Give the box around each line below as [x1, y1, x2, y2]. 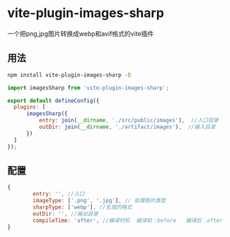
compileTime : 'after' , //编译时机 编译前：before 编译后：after [33, 216, 223, 224]
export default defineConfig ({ [7, 97, 100, 104]
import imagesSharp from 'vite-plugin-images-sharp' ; [7, 84, 170, 92]
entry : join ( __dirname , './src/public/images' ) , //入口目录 [38, 117, 219, 124]
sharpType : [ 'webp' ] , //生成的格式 [33, 204, 132, 211]
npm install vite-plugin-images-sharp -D [7, 71, 132, 79]
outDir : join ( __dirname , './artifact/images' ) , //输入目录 [38, 123, 216, 131]
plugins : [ [13, 104, 46, 111]
